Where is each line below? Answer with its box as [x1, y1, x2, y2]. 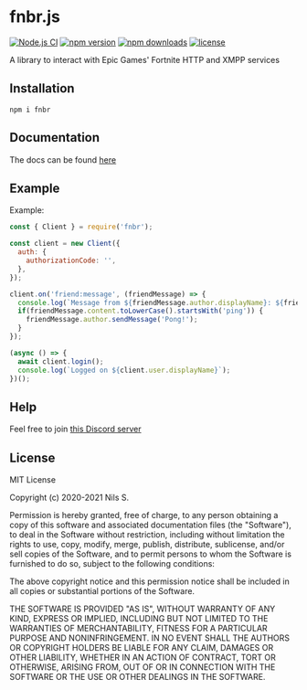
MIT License [9, 474, 57, 485]
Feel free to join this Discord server [9, 423, 142, 435]
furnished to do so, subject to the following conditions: [9, 558, 215, 568]
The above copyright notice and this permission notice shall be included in [9, 576, 290, 587]
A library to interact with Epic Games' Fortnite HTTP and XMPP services [9, 54, 281, 65]
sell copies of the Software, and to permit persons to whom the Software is [9, 548, 292, 559]
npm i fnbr [9, 105, 51, 114]
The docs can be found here [9, 154, 117, 165]
